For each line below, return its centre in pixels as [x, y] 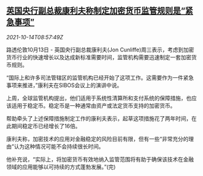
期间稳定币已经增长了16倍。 [46, 126]
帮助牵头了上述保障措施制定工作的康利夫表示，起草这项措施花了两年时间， [99, 118]
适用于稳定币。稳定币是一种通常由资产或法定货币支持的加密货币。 [93, 105]
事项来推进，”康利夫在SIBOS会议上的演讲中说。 [64, 85]
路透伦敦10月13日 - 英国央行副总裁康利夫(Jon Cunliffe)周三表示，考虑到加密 [100, 50]
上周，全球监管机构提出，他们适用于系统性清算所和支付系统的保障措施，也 [99, 98]
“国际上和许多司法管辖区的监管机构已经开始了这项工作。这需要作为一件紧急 [100, 77]
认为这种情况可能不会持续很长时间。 [59, 146]
